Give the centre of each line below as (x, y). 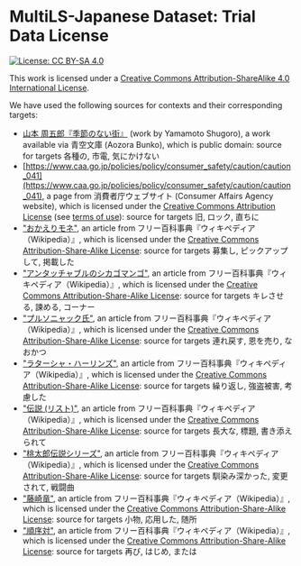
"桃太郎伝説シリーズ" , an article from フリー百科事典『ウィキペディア (150, 453)
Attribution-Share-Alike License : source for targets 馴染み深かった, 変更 (155, 476)
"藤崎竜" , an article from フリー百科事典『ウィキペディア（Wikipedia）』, (156, 498)
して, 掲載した (48, 261)
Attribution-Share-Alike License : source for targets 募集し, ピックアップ (155, 251)
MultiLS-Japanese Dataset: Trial (133, 17)
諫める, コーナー (65, 306)
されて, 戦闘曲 (48, 487)
